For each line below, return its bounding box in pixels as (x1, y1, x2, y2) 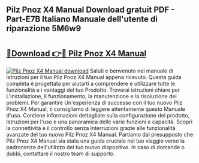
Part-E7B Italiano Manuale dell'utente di (6, 14, 158, 25)
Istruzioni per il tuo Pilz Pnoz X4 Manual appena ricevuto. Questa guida (6, 74, 182, 80)
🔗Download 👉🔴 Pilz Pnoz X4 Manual (6, 48, 147, 59)
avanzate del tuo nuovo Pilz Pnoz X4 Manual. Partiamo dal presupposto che (6, 131, 194, 138)
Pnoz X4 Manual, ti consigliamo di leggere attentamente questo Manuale (6, 105, 186, 113)
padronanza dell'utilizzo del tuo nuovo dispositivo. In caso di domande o (6, 144, 185, 150)
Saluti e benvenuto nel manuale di (89, 67, 174, 74)
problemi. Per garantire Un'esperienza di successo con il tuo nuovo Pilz (6, 99, 183, 106)
